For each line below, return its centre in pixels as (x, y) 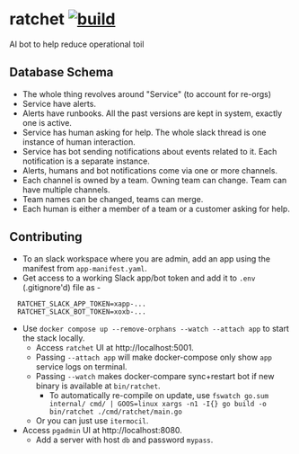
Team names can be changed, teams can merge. (113, 199)
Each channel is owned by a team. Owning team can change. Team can (154, 180)
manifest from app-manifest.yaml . (84, 268)
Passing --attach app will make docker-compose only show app (154, 357)
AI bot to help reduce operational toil (77, 44)
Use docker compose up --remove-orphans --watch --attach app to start (156, 328)
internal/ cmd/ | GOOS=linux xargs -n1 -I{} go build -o (158, 404)
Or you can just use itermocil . (92, 420)
